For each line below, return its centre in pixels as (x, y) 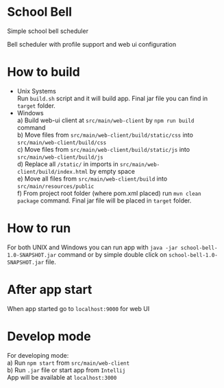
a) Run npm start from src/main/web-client (69, 363)
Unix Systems (36, 91)
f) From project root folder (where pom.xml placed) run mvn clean (109, 193)
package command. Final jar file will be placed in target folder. (104, 201)
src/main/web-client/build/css (62, 142)
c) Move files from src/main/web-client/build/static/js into (103, 149)
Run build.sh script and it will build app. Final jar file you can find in (112, 98)
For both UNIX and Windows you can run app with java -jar (92, 247)
